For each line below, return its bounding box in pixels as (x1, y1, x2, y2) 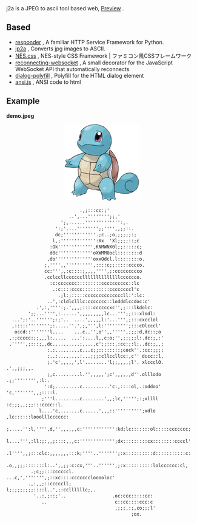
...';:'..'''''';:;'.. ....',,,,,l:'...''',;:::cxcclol (12, 317, 159, 323)
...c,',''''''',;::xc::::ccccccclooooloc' (6, 475, 115, 481)
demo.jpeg (6, 112, 35, 119)
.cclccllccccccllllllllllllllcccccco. (44, 275, 142, 281)
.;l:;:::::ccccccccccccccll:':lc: (58, 293, 145, 299)
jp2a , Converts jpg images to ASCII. (15, 45, 106, 52)
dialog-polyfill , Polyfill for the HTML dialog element (15, 72, 144, 79)
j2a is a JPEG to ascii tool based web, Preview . (6, 5, 124, 12)
